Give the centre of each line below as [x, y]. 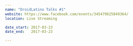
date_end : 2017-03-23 [29, 32]
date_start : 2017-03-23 [29, 27]
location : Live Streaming [31, 18]
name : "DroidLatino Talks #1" [36, 9]
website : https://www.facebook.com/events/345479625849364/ [67, 14]
